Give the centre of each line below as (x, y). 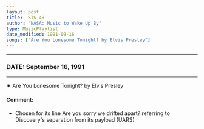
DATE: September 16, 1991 (46, 67)
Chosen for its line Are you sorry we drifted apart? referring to (92, 113)
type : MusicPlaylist (32, 29)
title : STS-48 (25, 18)
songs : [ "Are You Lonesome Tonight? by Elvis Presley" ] (78, 40)
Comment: (20, 99)
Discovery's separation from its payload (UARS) (75, 119)
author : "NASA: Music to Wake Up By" (54, 23)
